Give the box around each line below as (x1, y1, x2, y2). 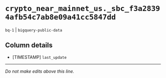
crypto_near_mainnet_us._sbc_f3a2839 (5, 4, 161, 13)
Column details (5, 41, 53, 50)
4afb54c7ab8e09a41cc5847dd (5, 13, 116, 22)
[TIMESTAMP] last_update (12, 54, 67, 60)
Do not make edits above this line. (5, 68, 75, 74)
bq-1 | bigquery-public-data (5, 26, 63, 33)
